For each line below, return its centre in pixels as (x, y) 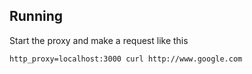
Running (36, 16)
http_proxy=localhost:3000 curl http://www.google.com (126, 59)
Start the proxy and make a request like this (99, 40)
